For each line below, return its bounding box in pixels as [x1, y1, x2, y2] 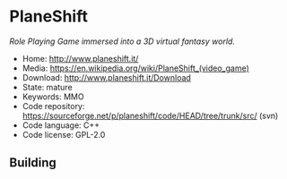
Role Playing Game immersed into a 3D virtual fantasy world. [9, 36, 236, 47]
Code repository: [22, 100, 85, 111]
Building [9, 155, 57, 171]
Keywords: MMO [22, 91, 84, 102]
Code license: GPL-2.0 [22, 129, 106, 140]
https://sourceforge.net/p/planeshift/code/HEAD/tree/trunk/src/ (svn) [22, 110, 279, 121]
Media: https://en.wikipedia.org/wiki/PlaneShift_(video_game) [22, 63, 249, 73]
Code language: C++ [22, 119, 100, 131]
